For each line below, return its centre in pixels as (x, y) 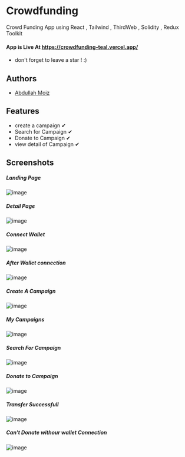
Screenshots (30, 163)
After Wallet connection (36, 263)
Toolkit (14, 33)
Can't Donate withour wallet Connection (57, 433)
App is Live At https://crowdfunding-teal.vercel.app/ (72, 47)
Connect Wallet (26, 234)
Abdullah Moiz (32, 92)
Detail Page (21, 206)
